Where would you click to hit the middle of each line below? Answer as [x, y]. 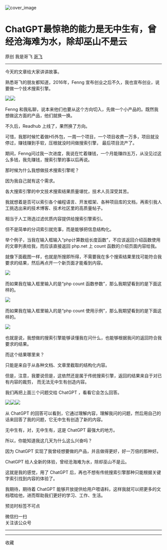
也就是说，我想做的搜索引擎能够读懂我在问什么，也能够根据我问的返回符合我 [83, 338]
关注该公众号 [18, 523]
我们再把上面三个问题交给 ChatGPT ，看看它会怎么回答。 [64, 392]
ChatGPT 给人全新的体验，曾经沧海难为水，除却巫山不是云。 [67, 461]
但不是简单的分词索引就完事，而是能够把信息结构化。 [60, 229]
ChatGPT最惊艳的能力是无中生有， [77, 29]
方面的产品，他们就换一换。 [46, 115]
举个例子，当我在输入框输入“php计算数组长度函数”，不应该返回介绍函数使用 [83, 240]
